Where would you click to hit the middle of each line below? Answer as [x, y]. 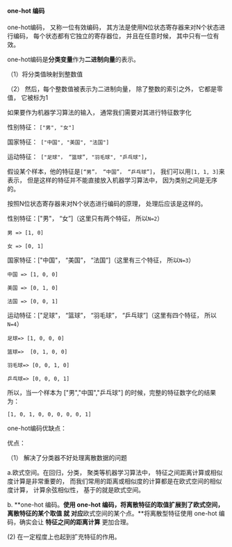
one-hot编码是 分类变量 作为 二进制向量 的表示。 [74, 60]
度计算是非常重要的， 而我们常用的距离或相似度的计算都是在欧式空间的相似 [115, 481]
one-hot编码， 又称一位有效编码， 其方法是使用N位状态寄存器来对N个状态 [113, 27]
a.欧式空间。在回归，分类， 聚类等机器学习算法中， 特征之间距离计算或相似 [115, 473]
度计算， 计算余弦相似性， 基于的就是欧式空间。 [76, 490]
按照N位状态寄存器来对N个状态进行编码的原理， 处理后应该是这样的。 [107, 204]
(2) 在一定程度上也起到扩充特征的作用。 [64, 537]
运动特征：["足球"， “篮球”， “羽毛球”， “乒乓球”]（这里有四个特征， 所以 [112, 316]
